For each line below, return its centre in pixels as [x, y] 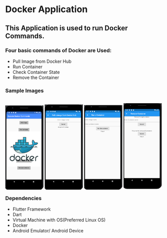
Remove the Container [36, 77]
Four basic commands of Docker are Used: [59, 50]
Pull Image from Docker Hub [42, 61]
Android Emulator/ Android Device [48, 231]
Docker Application [47, 9]
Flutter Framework [32, 209]
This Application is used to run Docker [67, 28]
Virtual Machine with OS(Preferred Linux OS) [59, 220]
